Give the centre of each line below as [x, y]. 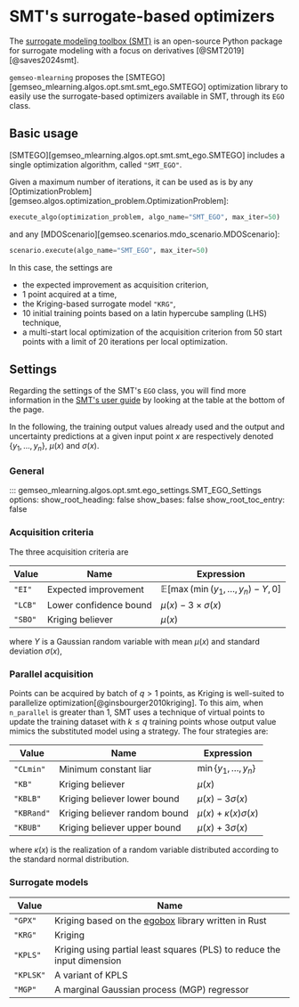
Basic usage [44, 134]
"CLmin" [30, 769]
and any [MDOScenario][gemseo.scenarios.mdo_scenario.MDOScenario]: [145, 234]
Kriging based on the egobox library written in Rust [161, 921]
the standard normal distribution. [69, 859]
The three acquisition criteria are [69, 552]
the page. [27, 410]
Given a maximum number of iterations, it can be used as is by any [131, 182]
